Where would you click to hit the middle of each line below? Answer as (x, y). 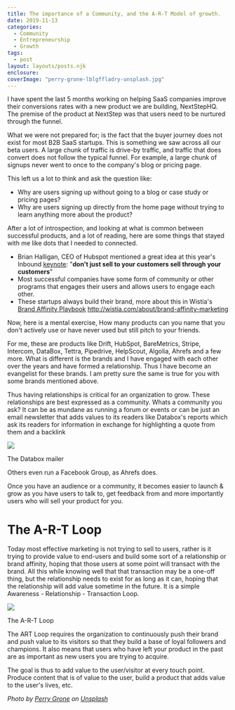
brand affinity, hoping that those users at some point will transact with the (114, 564)
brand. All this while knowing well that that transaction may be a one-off (111, 572)
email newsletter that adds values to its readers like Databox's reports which (117, 417)
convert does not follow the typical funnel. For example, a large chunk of (112, 157)
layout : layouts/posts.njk (47, 66)
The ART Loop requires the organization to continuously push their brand (113, 634)
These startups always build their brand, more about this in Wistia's (115, 302)
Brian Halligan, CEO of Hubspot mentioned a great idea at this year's (116, 257)
